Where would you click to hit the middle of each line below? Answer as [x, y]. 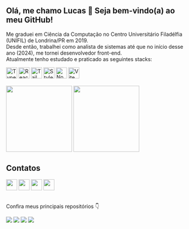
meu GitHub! [30, 20]
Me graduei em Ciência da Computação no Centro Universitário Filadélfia [94, 34]
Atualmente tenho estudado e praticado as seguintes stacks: [79, 59]
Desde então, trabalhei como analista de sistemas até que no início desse [94, 46]
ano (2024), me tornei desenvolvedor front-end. [64, 53]
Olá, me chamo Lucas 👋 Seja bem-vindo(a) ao [91, 11]
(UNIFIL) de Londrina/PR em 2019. [47, 40]
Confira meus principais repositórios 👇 [53, 206]
